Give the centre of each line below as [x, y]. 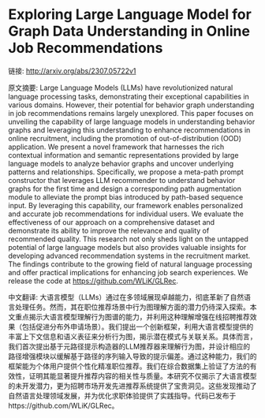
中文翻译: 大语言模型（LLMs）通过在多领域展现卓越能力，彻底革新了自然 [126, 297]
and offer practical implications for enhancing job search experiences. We [128, 272]
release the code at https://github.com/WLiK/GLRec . [93, 281]
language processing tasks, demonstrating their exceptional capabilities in [129, 96]
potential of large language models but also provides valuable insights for [127, 247]
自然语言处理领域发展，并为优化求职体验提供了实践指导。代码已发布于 [122, 395]
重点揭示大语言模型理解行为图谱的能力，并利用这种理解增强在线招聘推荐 [132, 316]
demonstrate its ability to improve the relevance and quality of [109, 230]
